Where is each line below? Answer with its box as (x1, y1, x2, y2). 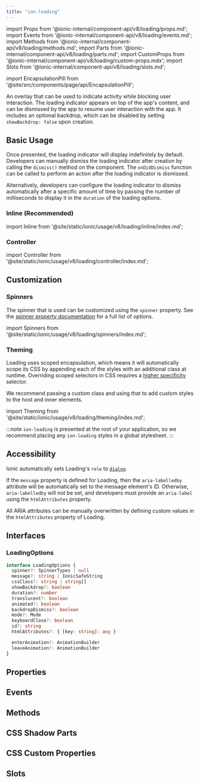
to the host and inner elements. (6, 396, 83, 403)
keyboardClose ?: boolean (11, 618, 73, 624)
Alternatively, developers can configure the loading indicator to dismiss (6, 181, 181, 189)
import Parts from (78, 44, 122, 51)
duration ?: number (11, 590, 58, 596)
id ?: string (11, 623, 42, 630)
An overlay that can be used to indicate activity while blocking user (6, 93, 171, 100)
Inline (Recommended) (6, 209, 74, 218)
